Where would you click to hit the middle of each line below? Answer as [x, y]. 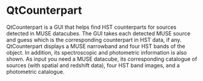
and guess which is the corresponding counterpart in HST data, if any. [94, 40]
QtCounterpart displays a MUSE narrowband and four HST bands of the [96, 46]
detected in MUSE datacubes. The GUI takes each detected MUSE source [98, 33]
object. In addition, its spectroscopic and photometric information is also [97, 52]
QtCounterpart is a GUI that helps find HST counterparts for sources [92, 27]
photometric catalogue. [35, 71]
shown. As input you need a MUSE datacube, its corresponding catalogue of [102, 59]
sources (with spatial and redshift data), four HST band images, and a [93, 65]
